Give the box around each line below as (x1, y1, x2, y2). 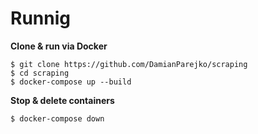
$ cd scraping (10, 68, 70, 78)
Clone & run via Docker (10, 40, 108, 52)
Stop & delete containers (10, 94, 115, 106)
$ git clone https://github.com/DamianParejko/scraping (10, 59, 248, 69)
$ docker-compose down (10, 113, 105, 124)
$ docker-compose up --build (10, 77, 132, 87)
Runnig (10, 7, 71, 30)
